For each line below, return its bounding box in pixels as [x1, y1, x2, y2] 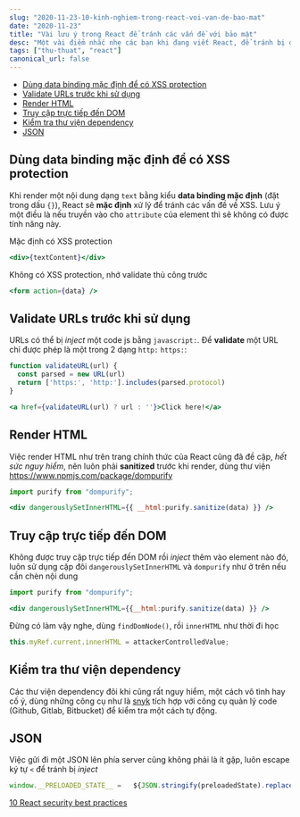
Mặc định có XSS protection [9, 236, 113, 246]
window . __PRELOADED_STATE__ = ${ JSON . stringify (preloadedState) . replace [9, 781, 294, 790]
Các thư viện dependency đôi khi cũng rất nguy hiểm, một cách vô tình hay [9, 686, 286, 696]
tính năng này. [9, 218, 62, 229]
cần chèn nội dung [9, 571, 79, 581]
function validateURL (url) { [9, 362, 118, 371]
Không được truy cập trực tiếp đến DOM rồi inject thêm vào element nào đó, [9, 552, 288, 563]
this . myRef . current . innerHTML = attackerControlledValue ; [9, 638, 229, 646]
